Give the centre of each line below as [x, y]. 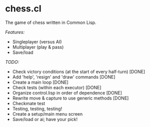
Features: [15, 32]
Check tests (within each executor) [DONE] [57, 87]
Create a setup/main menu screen [47, 114]
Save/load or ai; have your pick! [45, 119]
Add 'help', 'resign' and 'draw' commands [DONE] [64, 77]
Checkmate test [29, 103]
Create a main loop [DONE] [40, 82]
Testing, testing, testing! [37, 109]
